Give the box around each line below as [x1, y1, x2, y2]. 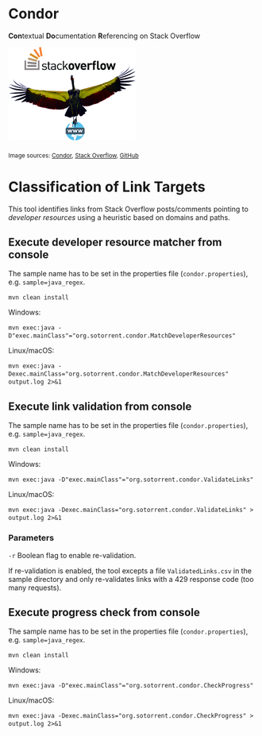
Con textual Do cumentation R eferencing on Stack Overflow [8, 31, 201, 40]
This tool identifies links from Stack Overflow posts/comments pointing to [8, 204, 249, 214]
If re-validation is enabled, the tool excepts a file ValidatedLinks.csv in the [8, 565, 252, 576]
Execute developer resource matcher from [8, 236, 222, 249]
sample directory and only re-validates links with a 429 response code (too [8, 574, 254, 584]
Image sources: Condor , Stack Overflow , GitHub [8, 152, 139, 160]
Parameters [8, 533, 54, 544]
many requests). [8, 583, 62, 592]
